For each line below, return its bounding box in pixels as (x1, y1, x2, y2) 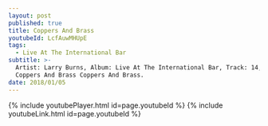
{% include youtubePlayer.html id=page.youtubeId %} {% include (8, 100, 223, 110)
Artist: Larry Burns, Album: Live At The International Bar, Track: (15, 64, 248, 72)
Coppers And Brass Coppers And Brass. (15, 71, 145, 79)
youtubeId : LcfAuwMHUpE (8, 33, 88, 42)
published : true (8, 19, 62, 27)
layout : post (8, 11, 52, 20)
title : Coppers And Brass (8, 26, 94, 34)
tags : (8, 41, 26, 49)
